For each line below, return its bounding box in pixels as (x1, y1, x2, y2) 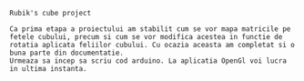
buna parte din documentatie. (9, 48, 125, 57)
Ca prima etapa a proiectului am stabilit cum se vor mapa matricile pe (9, 25, 291, 34)
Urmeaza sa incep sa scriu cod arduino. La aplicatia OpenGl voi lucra (9, 56, 287, 66)
